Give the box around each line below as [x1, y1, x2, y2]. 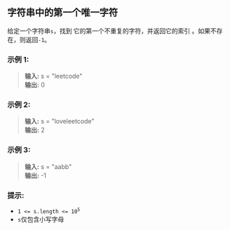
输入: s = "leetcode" [24, 72, 83, 81]
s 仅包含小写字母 [17, 215, 65, 223]
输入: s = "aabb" [24, 162, 72, 170]
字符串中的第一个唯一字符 [7, 6, 118, 19]
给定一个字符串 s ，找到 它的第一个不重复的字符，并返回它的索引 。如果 [7, 27, 211, 35]
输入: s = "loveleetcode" [24, 117, 95, 126]
